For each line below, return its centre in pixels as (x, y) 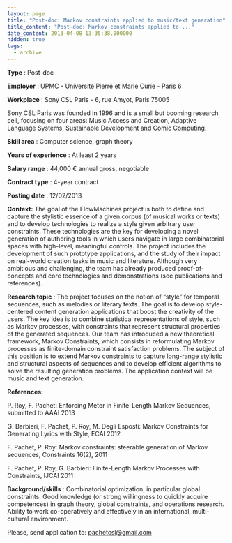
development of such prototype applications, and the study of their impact (114, 253)
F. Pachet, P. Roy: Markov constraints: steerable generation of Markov (108, 447)
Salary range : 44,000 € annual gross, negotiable (78, 168)
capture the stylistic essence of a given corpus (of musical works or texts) (114, 216)
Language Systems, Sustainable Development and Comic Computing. (107, 128)
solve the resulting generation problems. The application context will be (110, 371)
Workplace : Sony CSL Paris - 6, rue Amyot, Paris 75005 (88, 99)
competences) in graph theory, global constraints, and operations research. (116, 504)
